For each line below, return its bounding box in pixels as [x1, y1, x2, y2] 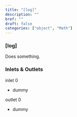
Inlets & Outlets [5, 66, 43, 73]
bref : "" [5, 16, 23, 21]
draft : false [5, 21, 32, 26]
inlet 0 [5, 77, 18, 83]
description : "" [5, 12, 39, 17]
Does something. [5, 53, 40, 60]
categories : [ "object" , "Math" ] [5, 26, 72, 31]
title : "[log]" [5, 7, 37, 12]
